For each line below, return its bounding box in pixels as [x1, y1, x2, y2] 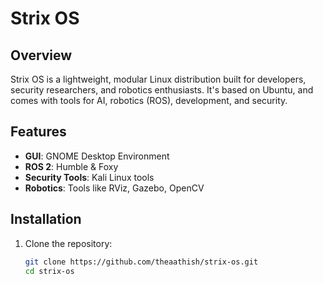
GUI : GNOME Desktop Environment [24, 150, 170, 162]
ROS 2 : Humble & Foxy [24, 160, 119, 172]
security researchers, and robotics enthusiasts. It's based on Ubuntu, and [10, 84, 314, 96]
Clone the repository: [24, 237, 113, 249]
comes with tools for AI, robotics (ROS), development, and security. [10, 95, 288, 106]
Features [10, 123, 67, 141]
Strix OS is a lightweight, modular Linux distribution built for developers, [10, 73, 307, 85]
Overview [10, 47, 73, 64]
